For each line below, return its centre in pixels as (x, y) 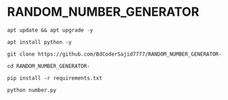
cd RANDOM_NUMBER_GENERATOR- (49, 66)
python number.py (32, 90)
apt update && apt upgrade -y (50, 30)
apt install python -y (39, 42)
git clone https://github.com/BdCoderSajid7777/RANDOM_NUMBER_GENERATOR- (115, 54)
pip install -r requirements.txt (55, 78)
